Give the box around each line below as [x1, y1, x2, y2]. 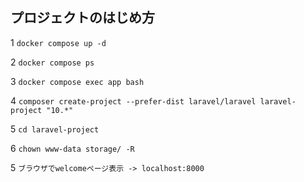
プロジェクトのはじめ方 [10, 9, 155, 27]
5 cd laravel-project [10, 123, 100, 135]
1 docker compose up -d [10, 36, 107, 48]
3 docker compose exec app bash [10, 75, 145, 87]
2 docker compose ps [10, 56, 95, 68]
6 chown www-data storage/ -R [10, 142, 135, 154]
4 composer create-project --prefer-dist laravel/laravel [10, 94, 257, 107]
